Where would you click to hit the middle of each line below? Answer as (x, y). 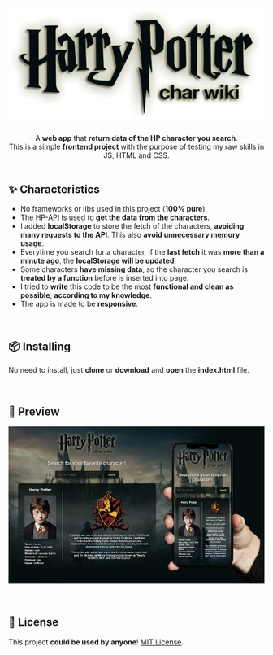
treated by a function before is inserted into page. (104, 278)
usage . (32, 243)
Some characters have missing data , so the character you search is (134, 269)
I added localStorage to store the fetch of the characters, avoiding (132, 226)
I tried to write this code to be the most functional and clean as (127, 286)
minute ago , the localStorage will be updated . (98, 261)
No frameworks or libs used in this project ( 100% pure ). (114, 209)
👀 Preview (34, 411)
